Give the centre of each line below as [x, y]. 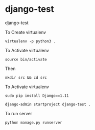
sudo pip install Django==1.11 [37, 96]
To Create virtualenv [26, 32]
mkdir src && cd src [26, 77]
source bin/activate [26, 59]
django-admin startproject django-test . [48, 104]
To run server [19, 113]
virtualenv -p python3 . [30, 41]
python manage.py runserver [34, 122]
